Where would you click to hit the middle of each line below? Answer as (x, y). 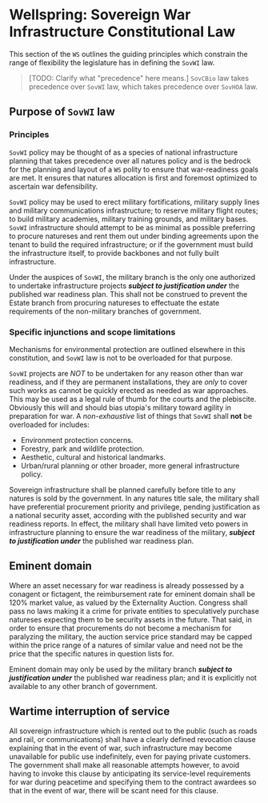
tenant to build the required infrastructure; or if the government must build (131, 244)
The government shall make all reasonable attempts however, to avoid (124, 764)
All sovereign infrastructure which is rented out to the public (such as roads (133, 731)
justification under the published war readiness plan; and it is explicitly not (133, 677)
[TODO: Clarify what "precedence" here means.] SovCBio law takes (139, 78)
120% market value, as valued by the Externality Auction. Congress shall (128, 602)
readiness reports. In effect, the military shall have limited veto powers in (129, 524)
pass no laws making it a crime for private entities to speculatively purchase (134, 610)
